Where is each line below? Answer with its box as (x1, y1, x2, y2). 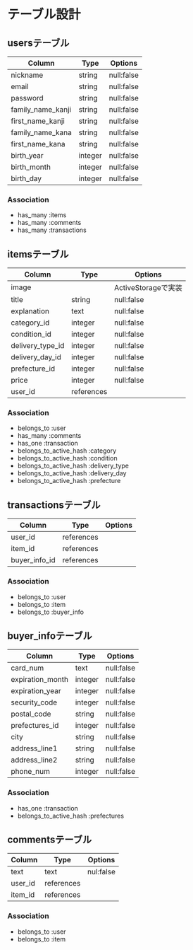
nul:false (87, 867, 116, 877)
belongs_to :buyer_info (17, 608, 85, 616)
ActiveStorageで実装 (113, 283, 183, 293)
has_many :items (17, 211, 67, 219)
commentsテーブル (7, 834, 92, 846)
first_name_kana (11, 139, 66, 149)
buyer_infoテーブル (7, 630, 93, 642)
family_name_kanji (11, 105, 72, 114)
